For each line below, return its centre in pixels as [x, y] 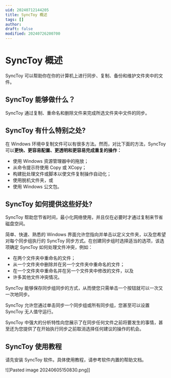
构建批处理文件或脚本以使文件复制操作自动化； [62, 173]
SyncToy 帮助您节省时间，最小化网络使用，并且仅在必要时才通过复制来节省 [84, 217]
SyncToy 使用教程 [34, 347]
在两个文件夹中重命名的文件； [44, 258]
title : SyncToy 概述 [26, 15]
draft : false [19, 29]
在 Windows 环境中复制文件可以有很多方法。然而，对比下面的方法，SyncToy [86, 144]
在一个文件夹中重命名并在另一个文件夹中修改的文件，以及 [73, 271]
